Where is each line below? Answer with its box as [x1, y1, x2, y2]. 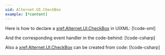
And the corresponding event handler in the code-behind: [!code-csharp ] [5, 35, 156, 41]
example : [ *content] [5, 12, 48, 17]
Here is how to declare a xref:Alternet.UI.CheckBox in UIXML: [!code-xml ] [5, 25, 156, 31]
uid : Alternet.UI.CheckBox [5, 7, 61, 12]
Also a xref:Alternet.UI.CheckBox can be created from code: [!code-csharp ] [5, 44, 161, 50]
